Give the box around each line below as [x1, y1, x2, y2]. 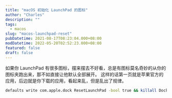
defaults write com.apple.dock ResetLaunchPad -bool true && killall [5, 88, 157, 93]
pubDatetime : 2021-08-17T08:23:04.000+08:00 [5, 36, 102, 41]
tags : [5, 21, 17, 27]
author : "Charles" [5, 12, 45, 17]
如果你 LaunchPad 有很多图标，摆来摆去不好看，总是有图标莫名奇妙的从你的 [5, 65, 166, 71]
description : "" [5, 17, 40, 22]
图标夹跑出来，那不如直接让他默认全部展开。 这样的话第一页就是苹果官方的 [5, 71, 164, 77]
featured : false [5, 45, 40, 51]
